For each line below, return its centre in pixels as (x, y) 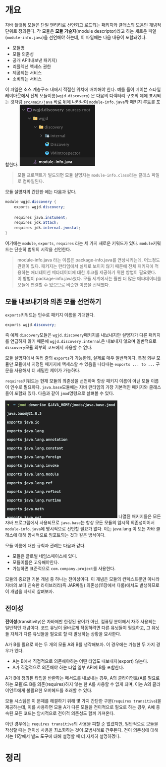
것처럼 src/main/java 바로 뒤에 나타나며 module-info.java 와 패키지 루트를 (83, 102)
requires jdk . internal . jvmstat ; (47, 228)
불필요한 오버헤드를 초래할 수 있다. (59, 690)
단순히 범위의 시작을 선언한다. (43, 250)
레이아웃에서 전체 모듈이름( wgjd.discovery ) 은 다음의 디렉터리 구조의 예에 (77, 95)
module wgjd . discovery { (31, 201)
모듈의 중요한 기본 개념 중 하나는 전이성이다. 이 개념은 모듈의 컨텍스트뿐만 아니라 (83, 579)
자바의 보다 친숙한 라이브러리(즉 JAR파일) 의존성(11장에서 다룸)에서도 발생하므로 (82, 585)
